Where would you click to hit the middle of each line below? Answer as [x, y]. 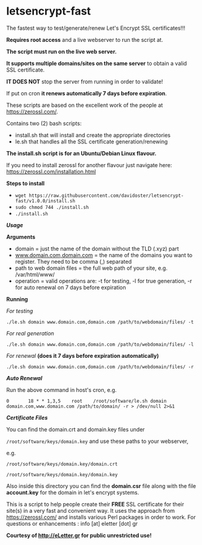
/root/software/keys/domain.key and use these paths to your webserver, [97, 441]
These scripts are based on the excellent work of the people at [85, 105]
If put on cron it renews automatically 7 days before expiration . [87, 93]
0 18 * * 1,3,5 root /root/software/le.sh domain [86, 401]
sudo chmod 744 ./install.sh [52, 207]
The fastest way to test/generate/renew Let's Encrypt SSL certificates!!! [96, 28]
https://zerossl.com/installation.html [51, 171]
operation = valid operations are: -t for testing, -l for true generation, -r [103, 281]
